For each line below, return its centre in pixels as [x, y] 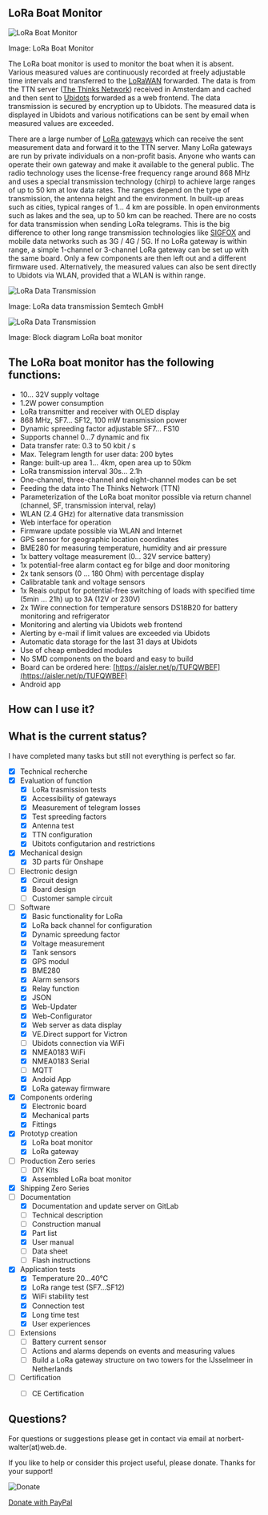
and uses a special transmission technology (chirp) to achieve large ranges [132, 181]
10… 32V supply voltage [60, 394]
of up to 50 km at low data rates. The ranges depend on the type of [119, 190]
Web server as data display [77, 1025]
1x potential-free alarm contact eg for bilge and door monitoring [125, 565]
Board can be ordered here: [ [68, 667]
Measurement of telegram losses [86, 808]
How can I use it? [52, 709]
